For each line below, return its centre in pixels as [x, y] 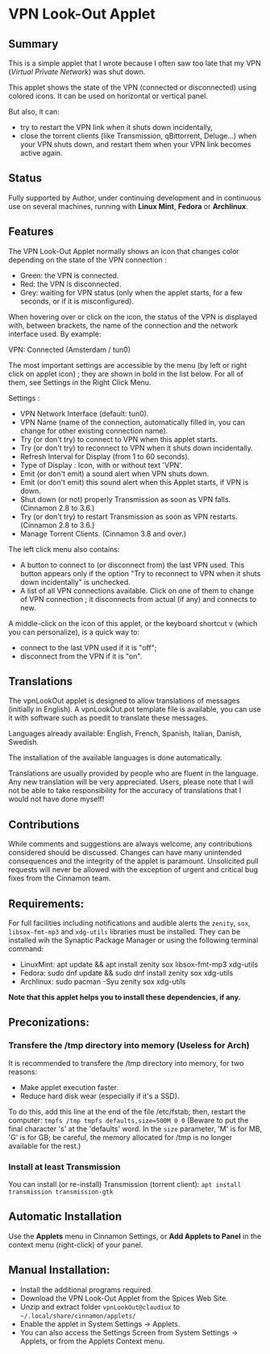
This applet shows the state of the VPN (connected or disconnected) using [133, 87]
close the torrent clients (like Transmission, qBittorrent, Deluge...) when [138, 136]
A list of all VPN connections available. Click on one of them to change [137, 591]
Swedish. [24, 742]
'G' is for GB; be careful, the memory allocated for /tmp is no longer [120, 1137]
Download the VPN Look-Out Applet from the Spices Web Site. [124, 1298]
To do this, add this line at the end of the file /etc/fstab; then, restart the [127, 1111]
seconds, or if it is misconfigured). [77, 301]
